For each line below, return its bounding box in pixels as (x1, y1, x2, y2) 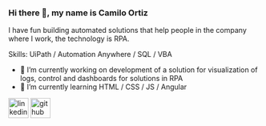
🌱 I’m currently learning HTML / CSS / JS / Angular (19, 82, 187, 91)
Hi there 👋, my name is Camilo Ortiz (8, 7, 148, 18)
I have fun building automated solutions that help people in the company (8, 26, 247, 35)
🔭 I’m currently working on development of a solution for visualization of (19, 65, 258, 75)
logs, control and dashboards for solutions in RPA (19, 74, 183, 83)
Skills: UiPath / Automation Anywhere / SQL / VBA (8, 50, 172, 59)
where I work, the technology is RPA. (8, 34, 130, 43)
